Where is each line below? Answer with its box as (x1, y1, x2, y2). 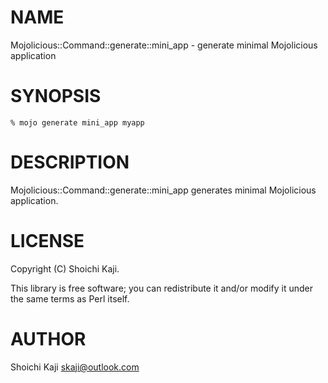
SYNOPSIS (10, 85, 102, 108)
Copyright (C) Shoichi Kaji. (10, 262, 120, 275)
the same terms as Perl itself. (10, 292, 130, 305)
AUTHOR (10, 327, 87, 350)
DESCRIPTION (10, 151, 130, 174)
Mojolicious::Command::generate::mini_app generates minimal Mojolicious (10, 184, 317, 196)
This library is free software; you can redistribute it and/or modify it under (10, 282, 314, 294)
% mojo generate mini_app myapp (10, 117, 145, 128)
